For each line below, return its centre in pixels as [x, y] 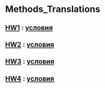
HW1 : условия [29, 28]
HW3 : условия [30, 62]
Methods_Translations [53, 9]
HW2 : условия [30, 44]
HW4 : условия [30, 78]
